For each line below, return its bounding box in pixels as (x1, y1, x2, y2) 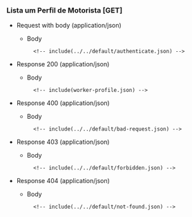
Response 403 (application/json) (16, 138, 110, 147)
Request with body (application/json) (16, 21, 122, 30)
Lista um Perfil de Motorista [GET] (6, 6, 123, 15)
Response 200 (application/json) (16, 60, 110, 68)
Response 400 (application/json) (16, 99, 110, 107)
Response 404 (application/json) (16, 177, 110, 185)
